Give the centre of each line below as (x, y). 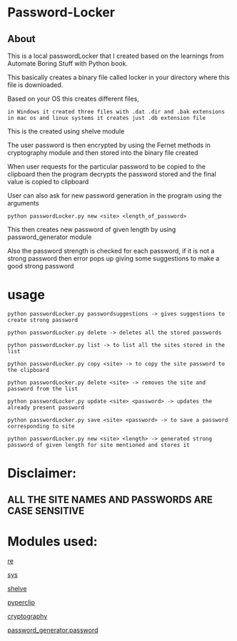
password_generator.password (53, 630)
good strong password (41, 266)
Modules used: (52, 541)
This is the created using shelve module (66, 131)
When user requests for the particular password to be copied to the (106, 166)
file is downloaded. (35, 85)
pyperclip (21, 602)
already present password (46, 408)
